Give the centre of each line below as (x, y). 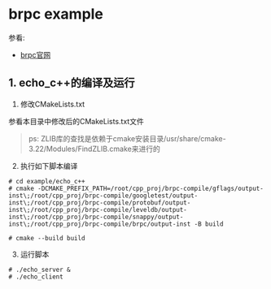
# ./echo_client (36, 277)
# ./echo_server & (39, 270)
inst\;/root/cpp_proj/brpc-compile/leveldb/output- (98, 209)
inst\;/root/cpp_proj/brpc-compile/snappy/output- (96, 217)
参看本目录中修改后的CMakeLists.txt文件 (76, 121)
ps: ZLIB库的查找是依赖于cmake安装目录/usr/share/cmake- (127, 138)
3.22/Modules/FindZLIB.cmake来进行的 (94, 149)
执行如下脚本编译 (49, 166)
